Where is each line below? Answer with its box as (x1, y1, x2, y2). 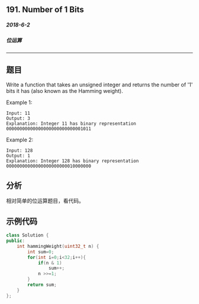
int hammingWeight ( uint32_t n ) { (17, 243, 99, 249)
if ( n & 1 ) (37, 260, 62, 266)
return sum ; (27, 282, 57, 288)
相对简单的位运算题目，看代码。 (6, 198, 84, 205)
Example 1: (6, 99, 33, 106)
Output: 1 (6, 153, 31, 159)
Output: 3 (6, 115, 31, 121)
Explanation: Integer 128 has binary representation (6, 158, 139, 164)
